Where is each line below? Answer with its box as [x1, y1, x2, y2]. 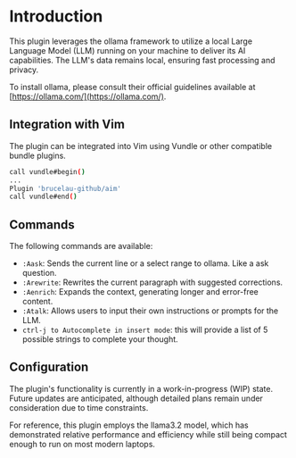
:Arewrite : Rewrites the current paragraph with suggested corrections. [21, 277, 284, 287]
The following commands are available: [9, 241, 153, 252]
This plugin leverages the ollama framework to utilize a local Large [9, 36, 252, 46]
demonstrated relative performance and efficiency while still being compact [9, 429, 288, 439]
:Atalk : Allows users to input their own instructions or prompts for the [21, 305, 279, 316]
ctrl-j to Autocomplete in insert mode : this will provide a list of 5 [21, 324, 268, 336]
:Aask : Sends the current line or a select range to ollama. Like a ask [21, 258, 269, 269]
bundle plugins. [9, 150, 67, 161]
